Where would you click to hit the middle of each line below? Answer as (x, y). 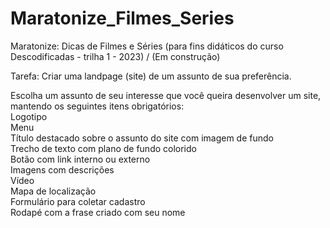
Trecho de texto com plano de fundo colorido (103, 148)
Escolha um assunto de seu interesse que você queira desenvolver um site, (166, 95)
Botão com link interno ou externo (80, 159)
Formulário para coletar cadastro (78, 201)
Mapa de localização (53, 191)
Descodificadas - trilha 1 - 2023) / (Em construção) (115, 56)
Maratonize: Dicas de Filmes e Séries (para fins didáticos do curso (147, 46)
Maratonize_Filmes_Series (122, 18)
